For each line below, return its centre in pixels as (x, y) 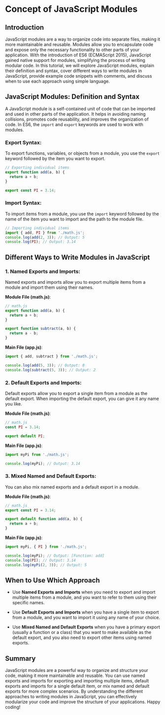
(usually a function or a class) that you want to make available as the (82, 632)
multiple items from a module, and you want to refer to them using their (84, 597)
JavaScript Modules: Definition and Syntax (72, 97)
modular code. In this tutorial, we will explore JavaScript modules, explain (80, 66)
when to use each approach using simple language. (57, 81)
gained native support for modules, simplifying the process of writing (75, 60)
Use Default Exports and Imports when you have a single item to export (85, 612)
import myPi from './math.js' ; (37, 454)
